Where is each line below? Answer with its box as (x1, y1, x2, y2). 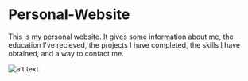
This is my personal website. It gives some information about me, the (8, 32, 234, 41)
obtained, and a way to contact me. (8, 48, 125, 58)
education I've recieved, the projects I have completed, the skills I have (8, 40, 241, 49)
